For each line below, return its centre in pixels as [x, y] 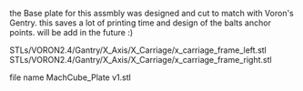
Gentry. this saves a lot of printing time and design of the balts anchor [140, 23]
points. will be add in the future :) [71, 32]
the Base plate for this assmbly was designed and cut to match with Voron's [151, 13]
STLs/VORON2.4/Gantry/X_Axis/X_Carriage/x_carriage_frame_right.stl [141, 60]
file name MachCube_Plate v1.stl [71, 77]
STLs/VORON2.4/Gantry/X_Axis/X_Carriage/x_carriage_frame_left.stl [138, 50]
